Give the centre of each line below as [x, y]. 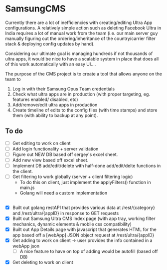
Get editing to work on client [41, 143]
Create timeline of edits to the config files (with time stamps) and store [85, 110]
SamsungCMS [35, 9]
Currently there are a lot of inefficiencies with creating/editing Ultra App [79, 22]
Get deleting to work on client [43, 262]
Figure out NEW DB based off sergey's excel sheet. [65, 154]
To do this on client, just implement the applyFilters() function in [85, 182]
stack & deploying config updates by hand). [50, 43]
